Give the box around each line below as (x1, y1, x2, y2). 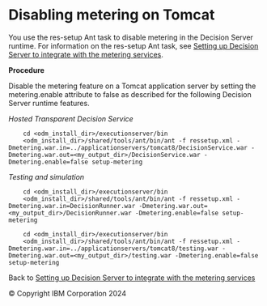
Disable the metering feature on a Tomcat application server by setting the (8, 81, 256, 91)
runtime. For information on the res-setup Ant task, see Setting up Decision (8, 40, 259, 50)
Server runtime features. (8, 98, 91, 108)
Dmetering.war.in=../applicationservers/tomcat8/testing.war (8, 244, 219, 253)
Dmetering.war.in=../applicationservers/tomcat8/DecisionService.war (8, 143, 248, 151)
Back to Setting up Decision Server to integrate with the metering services (8, 273, 256, 283)
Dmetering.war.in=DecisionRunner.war (8, 202, 136, 210)
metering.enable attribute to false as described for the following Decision (8, 89, 252, 99)
